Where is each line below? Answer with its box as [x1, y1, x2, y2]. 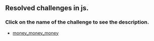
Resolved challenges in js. [5, 4, 89, 12]
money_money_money [12, 30, 59, 36]
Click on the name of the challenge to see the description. [5, 19, 149, 26]
